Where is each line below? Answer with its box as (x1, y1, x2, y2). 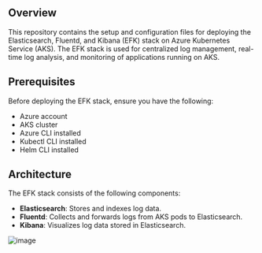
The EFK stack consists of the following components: (8, 188, 181, 198)
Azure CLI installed (19, 128, 81, 137)
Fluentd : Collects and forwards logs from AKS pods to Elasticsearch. (19, 212, 243, 221)
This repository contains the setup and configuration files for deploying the (8, 27, 252, 36)
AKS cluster (19, 120, 58, 129)
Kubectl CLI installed (19, 136, 87, 146)
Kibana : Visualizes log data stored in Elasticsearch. (19, 221, 186, 230)
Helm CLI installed (19, 145, 79, 154)
